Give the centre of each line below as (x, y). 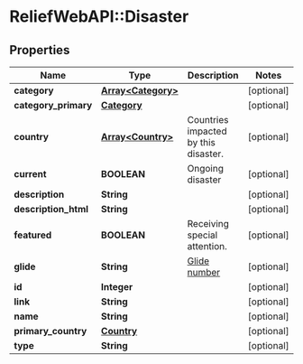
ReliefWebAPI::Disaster (99, 17)
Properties (40, 50)
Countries (208, 120)
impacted (207, 131)
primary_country (50, 331)
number (204, 272)
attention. (207, 246)
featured (33, 235)
